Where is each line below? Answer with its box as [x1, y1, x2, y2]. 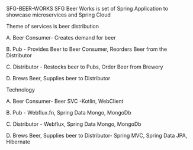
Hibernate [6, 138, 31, 145]
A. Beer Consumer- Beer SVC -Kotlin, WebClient [6, 97, 124, 105]
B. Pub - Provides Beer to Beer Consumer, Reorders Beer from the [6, 45, 168, 53]
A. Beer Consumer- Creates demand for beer [6, 34, 116, 41]
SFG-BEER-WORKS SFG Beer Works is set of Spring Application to [6, 5, 169, 12]
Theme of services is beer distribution [6, 23, 99, 30]
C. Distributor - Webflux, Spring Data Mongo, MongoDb [6, 120, 141, 128]
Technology [6, 86, 36, 93]
